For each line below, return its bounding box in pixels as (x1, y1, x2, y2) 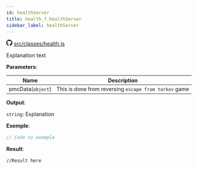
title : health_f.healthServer (6, 16, 82, 22)
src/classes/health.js (13, 40, 65, 47)
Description (107, 77, 138, 84)
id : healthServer (6, 10, 50, 16)
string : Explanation (6, 110, 55, 117)
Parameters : (6, 64, 38, 71)
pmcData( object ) (8, 86, 52, 93)
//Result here (6, 158, 42, 164)
